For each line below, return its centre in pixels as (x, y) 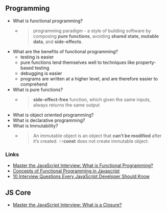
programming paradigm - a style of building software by (92, 31)
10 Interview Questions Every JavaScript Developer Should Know (81, 177)
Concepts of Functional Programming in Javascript (66, 171)
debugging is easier (41, 73)
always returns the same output (66, 105)
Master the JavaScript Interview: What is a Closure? (67, 205)
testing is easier (37, 57)
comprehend (34, 84)
